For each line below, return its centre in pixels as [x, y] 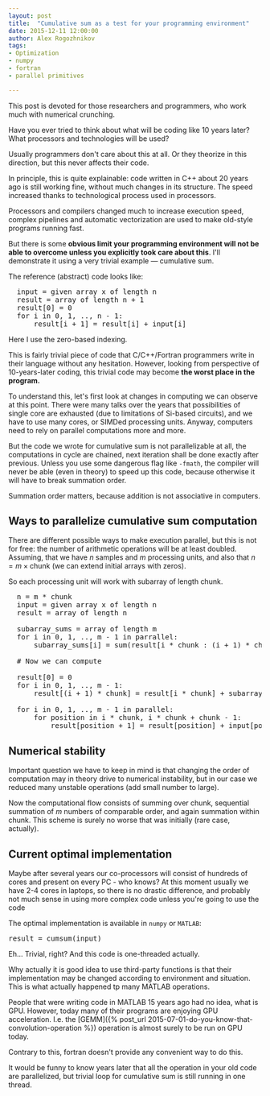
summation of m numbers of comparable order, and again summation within [134, 812]
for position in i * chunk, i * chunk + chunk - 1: [137, 718]
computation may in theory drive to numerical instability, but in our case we [133, 779]
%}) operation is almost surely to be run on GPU [163, 1028]
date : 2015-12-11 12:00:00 [53, 31]
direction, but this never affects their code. [79, 163]
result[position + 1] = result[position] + [138, 726]
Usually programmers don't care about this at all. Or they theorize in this [128, 154]
